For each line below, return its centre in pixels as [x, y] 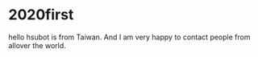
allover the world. [37, 45]
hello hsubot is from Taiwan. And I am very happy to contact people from [129, 37]
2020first [41, 15]
